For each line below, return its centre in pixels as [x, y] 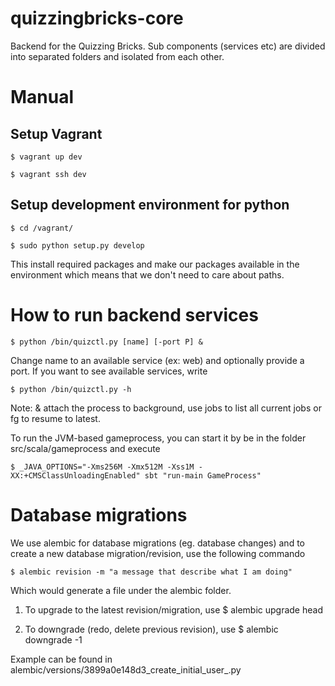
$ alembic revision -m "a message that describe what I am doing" [151, 572]
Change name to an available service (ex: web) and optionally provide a [157, 360]
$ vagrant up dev [46, 157]
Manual [42, 97]
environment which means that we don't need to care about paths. [147, 274]
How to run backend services [134, 314]
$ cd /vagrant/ [42, 228]
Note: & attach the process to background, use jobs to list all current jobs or [166, 408]
